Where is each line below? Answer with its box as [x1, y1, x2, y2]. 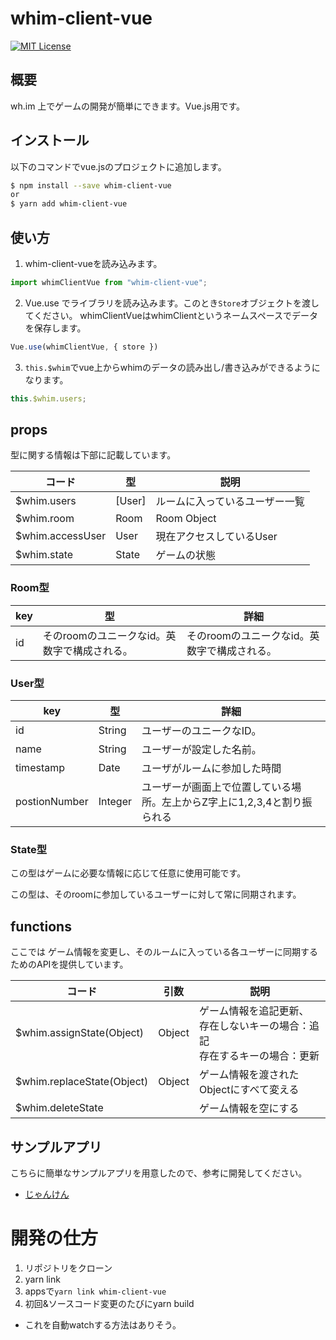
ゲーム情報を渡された [198, 1068, 300, 1082]
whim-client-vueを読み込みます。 [24, 258, 163, 269]
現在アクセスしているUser [155, 530, 278, 544]
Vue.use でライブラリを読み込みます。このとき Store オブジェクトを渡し [24, 297, 320, 309]
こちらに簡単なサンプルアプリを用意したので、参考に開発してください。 [10, 1167, 308, 1179]
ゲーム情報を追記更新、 [198, 1004, 310, 1018]
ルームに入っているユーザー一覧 [155, 495, 305, 509]
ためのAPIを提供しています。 [10, 958, 129, 971]
